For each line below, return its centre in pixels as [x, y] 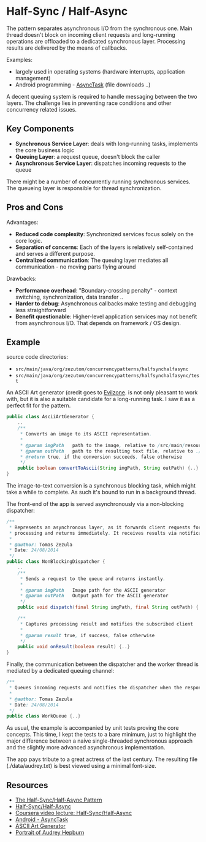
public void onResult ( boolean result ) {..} [74, 647]
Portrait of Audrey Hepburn [50, 833]
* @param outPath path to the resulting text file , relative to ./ [111, 451]
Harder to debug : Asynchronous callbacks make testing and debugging [106, 303]
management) [33, 78]
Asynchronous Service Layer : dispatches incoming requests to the [101, 163]
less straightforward [40, 310]
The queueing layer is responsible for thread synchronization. [84, 188]
